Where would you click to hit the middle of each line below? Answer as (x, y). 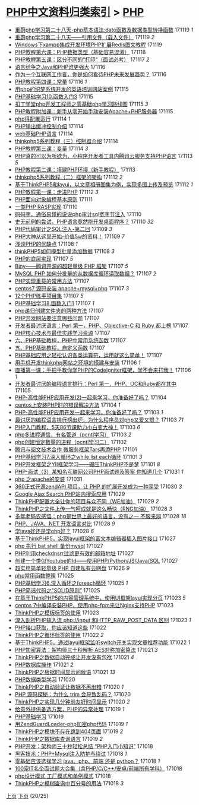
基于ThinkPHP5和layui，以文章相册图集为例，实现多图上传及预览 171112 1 (104, 184)
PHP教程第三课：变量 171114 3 (51, 148)
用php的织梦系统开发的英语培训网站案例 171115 (72, 89)
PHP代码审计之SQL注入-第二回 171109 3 (64, 229)
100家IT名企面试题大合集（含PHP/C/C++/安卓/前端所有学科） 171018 (98, 768)
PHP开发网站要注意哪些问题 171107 (57, 318)
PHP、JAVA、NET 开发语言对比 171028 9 (65, 524)
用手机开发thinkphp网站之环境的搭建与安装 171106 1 (78, 362)
